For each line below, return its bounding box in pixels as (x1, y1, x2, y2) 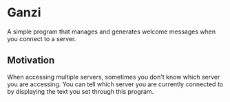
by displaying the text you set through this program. (7, 87, 154, 95)
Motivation (7, 55, 55, 66)
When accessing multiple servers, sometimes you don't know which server (7, 73, 220, 81)
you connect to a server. (7, 34, 76, 42)
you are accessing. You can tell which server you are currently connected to (7, 80, 224, 88)
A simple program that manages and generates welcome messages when (7, 27, 216, 36)
